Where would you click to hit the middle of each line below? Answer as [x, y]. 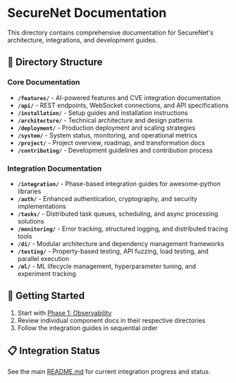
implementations [42, 206]
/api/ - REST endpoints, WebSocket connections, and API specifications [123, 105]
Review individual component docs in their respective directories [111, 320]
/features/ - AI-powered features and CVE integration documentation [119, 97]
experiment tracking [46, 274]
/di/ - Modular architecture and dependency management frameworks [121, 243]
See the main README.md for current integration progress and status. [109, 371]
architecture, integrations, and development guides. [82, 39]
